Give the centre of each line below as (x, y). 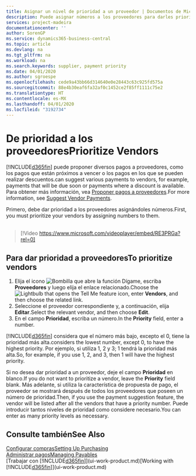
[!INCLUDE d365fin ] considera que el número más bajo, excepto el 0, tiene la (98, 336)
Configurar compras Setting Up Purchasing (57, 448)
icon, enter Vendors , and (148, 294)
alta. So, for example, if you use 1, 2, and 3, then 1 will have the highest (90, 355)
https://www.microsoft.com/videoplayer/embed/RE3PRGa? (110, 233)
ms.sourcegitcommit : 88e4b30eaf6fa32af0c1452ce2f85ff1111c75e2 (85, 88)
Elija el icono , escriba (88, 281)
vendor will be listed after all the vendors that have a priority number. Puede (97, 403)
